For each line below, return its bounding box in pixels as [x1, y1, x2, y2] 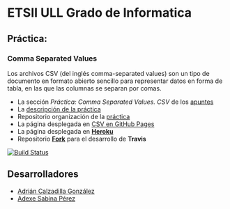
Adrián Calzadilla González [17, 187, 95, 195]
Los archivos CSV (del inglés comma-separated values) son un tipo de [7, 69, 210, 77]
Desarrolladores [7, 169, 79, 180]
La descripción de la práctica [17, 104, 101, 113]
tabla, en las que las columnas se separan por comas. [7, 84, 162, 92]
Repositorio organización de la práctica [17, 112, 130, 121]
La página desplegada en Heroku [17, 127, 114, 135]
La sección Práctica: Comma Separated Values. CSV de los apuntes [17, 98, 214, 106]
